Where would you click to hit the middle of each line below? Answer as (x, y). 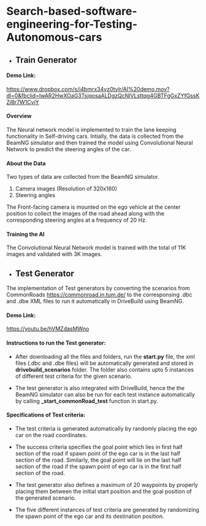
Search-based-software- (72, 11)
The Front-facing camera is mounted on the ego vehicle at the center (93, 207)
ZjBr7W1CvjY (23, 102)
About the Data (26, 163)
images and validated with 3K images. (54, 254)
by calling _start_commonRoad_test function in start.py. (86, 401)
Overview (19, 116)
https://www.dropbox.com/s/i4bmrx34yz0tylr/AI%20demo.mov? (88, 89)
